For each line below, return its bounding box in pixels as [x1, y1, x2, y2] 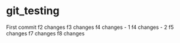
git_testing [6, 4, 60, 18]
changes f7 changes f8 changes [6, 29, 85, 37]
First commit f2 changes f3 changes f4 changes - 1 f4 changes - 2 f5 [6, 24, 174, 31]
